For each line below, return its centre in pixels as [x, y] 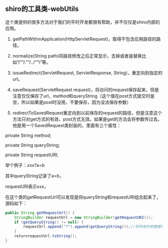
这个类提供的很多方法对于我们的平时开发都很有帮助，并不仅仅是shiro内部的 [82, 22]
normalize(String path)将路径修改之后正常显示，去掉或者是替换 [77, 56]
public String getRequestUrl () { [40, 213]
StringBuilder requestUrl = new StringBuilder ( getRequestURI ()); [84, 217]
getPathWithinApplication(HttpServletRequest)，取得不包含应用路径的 [84, 39]
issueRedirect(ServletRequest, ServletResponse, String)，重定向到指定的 [87, 73]
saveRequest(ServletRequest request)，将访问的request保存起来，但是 [85, 90]
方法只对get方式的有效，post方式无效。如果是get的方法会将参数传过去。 [87, 119]
